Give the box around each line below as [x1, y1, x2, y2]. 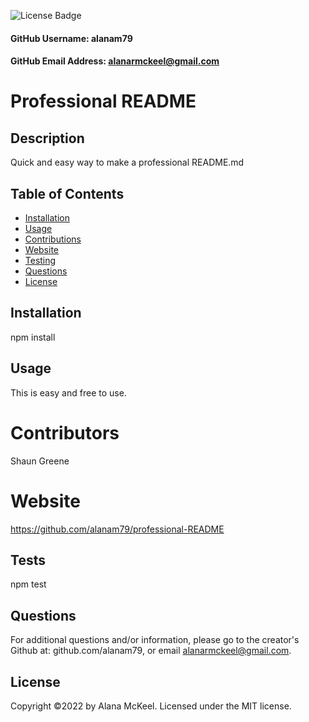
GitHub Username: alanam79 [10, 32, 133, 44]
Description [10, 130, 85, 147]
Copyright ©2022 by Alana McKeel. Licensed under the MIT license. [10, 700, 292, 712]
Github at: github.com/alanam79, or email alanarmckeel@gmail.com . [10, 645, 292, 657]
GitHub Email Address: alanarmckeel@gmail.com [10, 55, 220, 67]
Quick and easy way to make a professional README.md [10, 156, 245, 169]
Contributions [24, 233, 82, 245]
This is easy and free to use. [10, 386, 127, 399]
